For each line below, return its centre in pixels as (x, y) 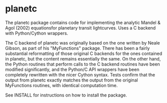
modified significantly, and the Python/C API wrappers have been (72, 69)
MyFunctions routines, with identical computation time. (62, 85)
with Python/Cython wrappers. (37, 33)
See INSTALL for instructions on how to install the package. (66, 95)
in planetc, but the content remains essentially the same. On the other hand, (83, 58)
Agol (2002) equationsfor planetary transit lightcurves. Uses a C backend (81, 27)
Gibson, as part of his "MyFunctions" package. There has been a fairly (78, 48)
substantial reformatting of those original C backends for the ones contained (84, 53)
